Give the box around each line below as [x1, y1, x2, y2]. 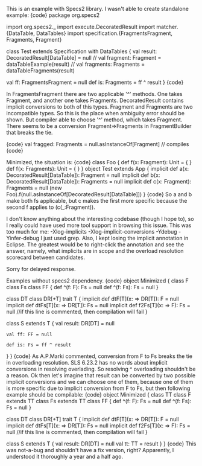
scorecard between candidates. [6, 254, 86, 261]
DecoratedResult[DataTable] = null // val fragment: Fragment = [6, 54, 162, 61]
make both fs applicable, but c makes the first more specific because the [6, 197, 188, 204]
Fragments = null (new [6, 184, 62, 191]
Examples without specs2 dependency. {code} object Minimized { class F [6, 277, 189, 284]
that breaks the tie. [6, 129, 53, 136]
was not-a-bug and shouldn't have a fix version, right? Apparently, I [6, 447, 174, 453]
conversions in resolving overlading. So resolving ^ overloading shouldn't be [6, 365, 196, 372]
